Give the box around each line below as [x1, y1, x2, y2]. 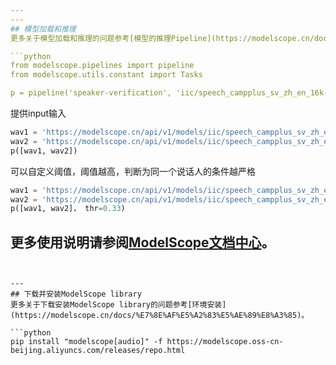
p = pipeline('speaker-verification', [10, 88, 172, 98]
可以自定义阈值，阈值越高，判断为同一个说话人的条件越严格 [10, 165, 256, 177]
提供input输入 [10, 107, 67, 119]
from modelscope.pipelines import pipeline [10, 61, 195, 71]
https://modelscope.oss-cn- [166, 337, 284, 347]
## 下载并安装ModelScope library [10, 289, 142, 300]
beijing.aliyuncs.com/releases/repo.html [10, 346, 186, 356]
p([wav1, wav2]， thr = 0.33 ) [10, 204, 126, 214]
